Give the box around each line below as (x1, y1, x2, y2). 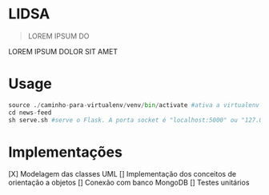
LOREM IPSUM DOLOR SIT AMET (8, 46, 118, 56)
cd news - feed (8, 109, 52, 117)
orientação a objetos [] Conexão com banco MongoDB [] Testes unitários (8, 177, 250, 188)
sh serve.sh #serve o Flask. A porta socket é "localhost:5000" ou (8, 116, 239, 124)
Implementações (8, 143, 122, 161)
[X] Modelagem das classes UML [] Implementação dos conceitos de (8, 169, 237, 179)
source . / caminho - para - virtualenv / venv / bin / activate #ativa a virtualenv (8, 101, 260, 109)
